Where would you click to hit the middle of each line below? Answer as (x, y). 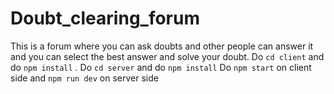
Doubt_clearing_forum (105, 18)
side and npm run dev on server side (84, 78)
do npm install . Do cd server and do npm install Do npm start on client (161, 67)
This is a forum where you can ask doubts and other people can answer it (162, 46)
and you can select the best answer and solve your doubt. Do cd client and (167, 56)
